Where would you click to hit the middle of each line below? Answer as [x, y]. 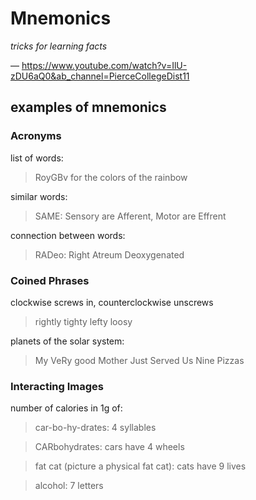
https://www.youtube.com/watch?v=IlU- [104, 65]
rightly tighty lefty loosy [83, 321]
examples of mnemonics [88, 107]
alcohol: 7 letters [69, 486]
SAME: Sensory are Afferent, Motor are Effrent [130, 216]
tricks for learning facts [59, 46]
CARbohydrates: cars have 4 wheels [109, 447]
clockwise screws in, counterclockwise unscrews [112, 302]
